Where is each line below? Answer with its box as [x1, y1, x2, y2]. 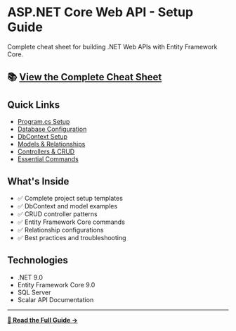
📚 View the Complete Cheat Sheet [7, 71, 162, 83]
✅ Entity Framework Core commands [17, 218, 125, 226]
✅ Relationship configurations [17, 225, 104, 234]
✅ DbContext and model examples [17, 201, 118, 210]
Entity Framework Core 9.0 [17, 280, 96, 289]
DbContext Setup [17, 132, 68, 141]
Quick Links [7, 99, 60, 111]
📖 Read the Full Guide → [7, 316, 79, 324]
